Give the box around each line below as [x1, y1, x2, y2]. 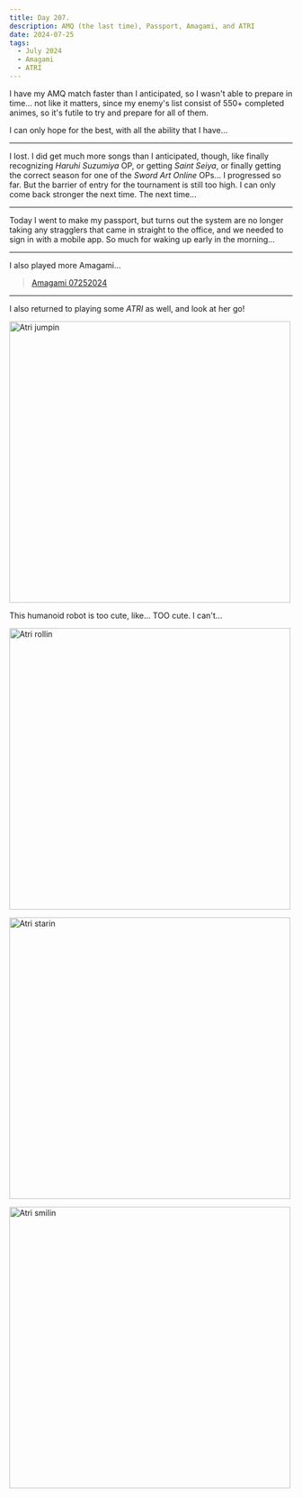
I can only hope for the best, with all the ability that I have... [9, 124, 228, 135]
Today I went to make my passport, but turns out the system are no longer [9, 214, 284, 225]
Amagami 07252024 [31, 277, 108, 288]
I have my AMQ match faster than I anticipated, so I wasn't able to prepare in [9, 87, 293, 99]
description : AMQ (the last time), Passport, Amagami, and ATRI [9, 22, 255, 31]
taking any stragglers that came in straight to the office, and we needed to [9, 224, 284, 235]
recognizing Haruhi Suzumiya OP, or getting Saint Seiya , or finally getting [9, 159, 281, 171]
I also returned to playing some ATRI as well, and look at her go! [9, 303, 245, 313]
